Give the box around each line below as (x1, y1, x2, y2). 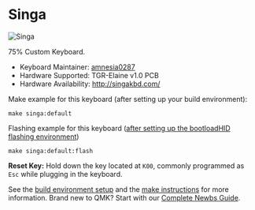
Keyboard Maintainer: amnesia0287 (19, 62, 135, 72)
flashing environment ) (8, 132, 79, 141)
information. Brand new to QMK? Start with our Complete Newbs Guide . (8, 193, 241, 202)
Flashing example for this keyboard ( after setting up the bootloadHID (8, 123, 231, 133)
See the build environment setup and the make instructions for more (8, 184, 230, 194)
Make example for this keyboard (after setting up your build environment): (8, 94, 248, 103)
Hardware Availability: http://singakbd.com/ (19, 79, 161, 88)
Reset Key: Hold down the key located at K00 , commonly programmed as (8, 160, 245, 171)
